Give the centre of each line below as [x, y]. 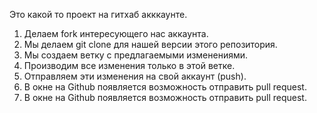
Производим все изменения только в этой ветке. [129, 65]
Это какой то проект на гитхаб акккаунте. [98, 14]
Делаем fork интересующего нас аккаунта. [116, 33]
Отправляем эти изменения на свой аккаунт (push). [135, 76]
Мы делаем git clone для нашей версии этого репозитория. [150, 44]
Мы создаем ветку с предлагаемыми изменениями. [136, 55]
